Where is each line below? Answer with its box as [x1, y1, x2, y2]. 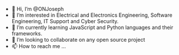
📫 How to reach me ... [11, 43, 66, 49]
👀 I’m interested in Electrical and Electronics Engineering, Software [11, 12, 173, 19]
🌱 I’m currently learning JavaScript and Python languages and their [11, 24, 174, 31]
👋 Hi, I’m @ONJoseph [11, 6, 64, 12]
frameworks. [11, 30, 43, 37]
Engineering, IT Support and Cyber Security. [11, 18, 119, 24]
